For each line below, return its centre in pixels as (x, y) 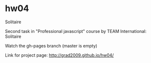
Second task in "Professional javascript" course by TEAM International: (76, 31)
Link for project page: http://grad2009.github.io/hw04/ (60, 55)
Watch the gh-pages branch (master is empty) (51, 46)
